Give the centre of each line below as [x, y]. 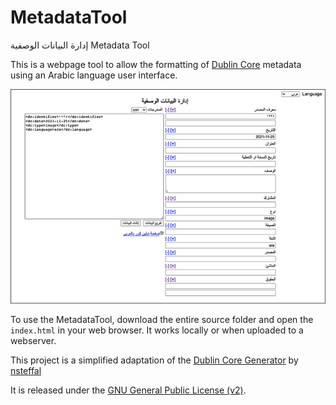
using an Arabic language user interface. [94, 75]
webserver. [33, 341]
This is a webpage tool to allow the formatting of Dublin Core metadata [156, 64]
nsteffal [26, 371]
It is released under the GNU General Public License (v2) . [128, 390]
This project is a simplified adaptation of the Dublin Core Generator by [154, 360]
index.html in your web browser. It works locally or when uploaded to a [157, 330]
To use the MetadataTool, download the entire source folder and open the [162, 320]
